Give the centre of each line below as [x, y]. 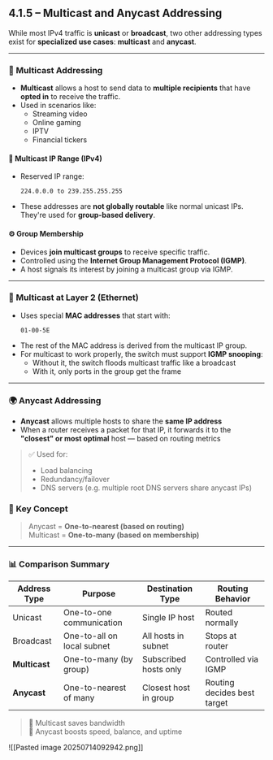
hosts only [162, 669]
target [217, 702]
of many [79, 697]
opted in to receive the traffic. [70, 97]
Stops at [221, 636]
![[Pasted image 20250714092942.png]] [76, 747]
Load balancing [66, 471]
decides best [230, 693]
